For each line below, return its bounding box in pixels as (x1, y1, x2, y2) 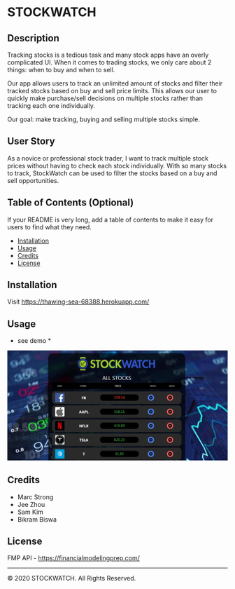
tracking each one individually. (7, 102, 96, 109)
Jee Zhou (17, 500, 45, 508)
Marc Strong (17, 492, 54, 501)
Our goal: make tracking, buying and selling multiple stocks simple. (7, 115, 201, 123)
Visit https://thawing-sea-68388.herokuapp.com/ (7, 297, 150, 306)
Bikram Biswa (17, 515, 57, 523)
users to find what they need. (7, 222, 92, 231)
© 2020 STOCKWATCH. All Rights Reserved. (7, 574, 136, 583)
